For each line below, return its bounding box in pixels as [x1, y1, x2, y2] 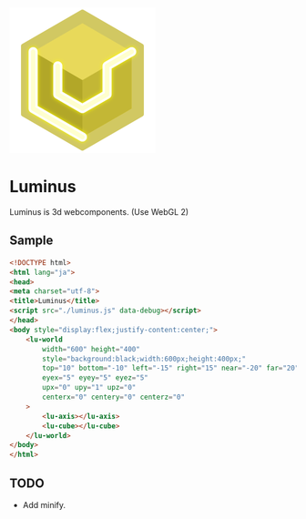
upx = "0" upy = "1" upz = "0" [42, 383, 137, 392]
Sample [9, 233, 54, 249]
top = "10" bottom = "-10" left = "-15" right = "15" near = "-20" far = [42, 363, 283, 373]
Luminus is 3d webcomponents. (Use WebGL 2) [9, 206, 189, 217]
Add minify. [22, 499, 66, 510]
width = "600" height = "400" [42, 344, 141, 353]
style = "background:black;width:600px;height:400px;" [42, 354, 247, 363]
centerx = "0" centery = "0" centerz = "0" [42, 392, 185, 402]
